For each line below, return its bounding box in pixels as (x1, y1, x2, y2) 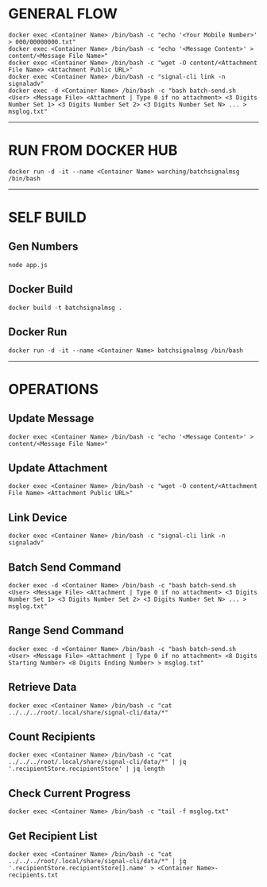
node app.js (8, 261, 48, 269)
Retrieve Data (8, 680, 77, 694)
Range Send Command (8, 624, 125, 637)
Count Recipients (8, 730, 96, 743)
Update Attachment (8, 461, 108, 474)
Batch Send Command (8, 560, 122, 574)
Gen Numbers (8, 240, 79, 254)
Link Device (8, 510, 68, 525)
